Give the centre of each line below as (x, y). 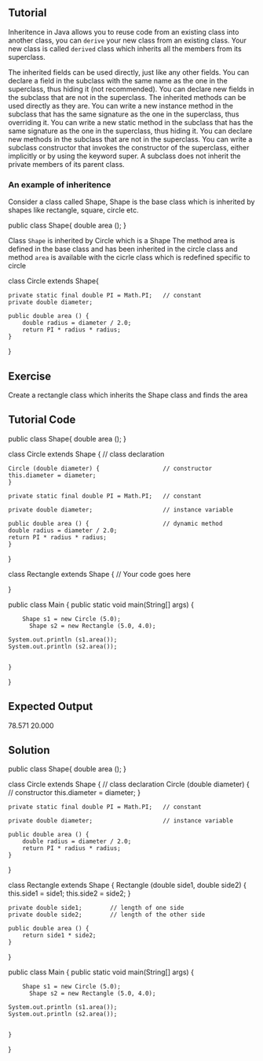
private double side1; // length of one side (96, 908)
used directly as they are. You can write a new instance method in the (121, 105)
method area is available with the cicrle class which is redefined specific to (129, 257)
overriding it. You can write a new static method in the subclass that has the (131, 122)
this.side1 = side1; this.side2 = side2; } (69, 893)
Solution (29, 750)
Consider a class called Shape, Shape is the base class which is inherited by (131, 202)
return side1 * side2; (59, 936)
